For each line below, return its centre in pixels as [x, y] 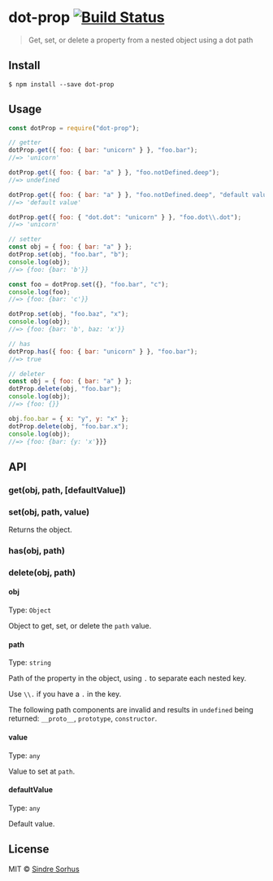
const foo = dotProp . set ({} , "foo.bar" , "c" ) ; [89, 284]
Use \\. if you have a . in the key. [65, 694]
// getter [25, 142]
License [29, 850]
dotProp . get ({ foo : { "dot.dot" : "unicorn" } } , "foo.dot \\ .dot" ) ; [125, 217]
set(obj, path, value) [49, 511]
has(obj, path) [37, 550]
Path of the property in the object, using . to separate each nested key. [127, 678]
